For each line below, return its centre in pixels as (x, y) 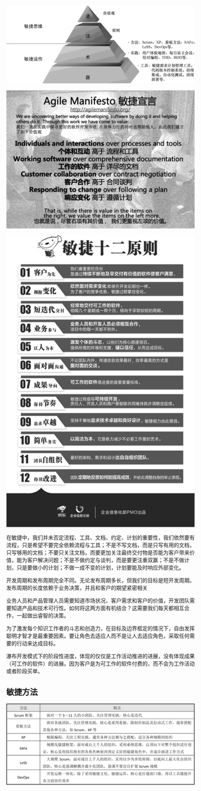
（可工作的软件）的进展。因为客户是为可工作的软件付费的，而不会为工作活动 (100, 664)
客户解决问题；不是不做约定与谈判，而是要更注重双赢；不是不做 (105, 560)
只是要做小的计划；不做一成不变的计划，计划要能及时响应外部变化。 (100, 568)
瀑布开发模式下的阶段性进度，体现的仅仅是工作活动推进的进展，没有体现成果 (100, 656)
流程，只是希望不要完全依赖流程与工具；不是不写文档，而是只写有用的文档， (100, 545)
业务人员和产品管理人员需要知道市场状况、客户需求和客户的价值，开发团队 (98, 601)
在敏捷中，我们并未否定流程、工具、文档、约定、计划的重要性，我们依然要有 (100, 538)
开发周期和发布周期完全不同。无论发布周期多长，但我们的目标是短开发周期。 (100, 580)
